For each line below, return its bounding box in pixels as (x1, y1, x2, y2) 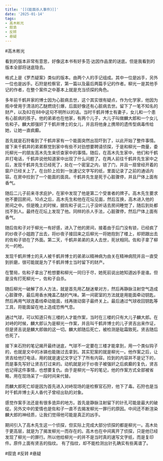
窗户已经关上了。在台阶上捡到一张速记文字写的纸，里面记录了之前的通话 (5, 168, 149, 173)
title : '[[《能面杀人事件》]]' (5, 7, 59, 12)
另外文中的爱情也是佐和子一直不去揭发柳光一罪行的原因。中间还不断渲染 (13, 405, 158, 412)
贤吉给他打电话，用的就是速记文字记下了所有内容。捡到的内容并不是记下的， (5, 354, 158, 361)
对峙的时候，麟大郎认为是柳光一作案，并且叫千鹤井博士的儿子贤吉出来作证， (5, 320, 158, 326)
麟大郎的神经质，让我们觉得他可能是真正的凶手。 (5, 412, 103, 417)
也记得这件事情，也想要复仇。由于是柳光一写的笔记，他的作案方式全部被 (5, 367, 149, 373)
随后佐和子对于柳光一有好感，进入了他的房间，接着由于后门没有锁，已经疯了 (5, 225, 158, 230)
